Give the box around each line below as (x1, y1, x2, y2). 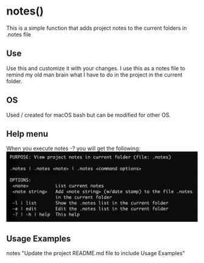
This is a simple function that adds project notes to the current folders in (6, 24, 187, 32)
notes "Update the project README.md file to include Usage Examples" (6, 250, 185, 257)
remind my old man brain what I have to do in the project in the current (6, 71, 183, 78)
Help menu (6, 129, 49, 139)
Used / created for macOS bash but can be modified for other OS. (6, 111, 171, 118)
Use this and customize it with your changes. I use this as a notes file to (6, 64, 185, 72)
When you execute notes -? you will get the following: (6, 145, 141, 152)
